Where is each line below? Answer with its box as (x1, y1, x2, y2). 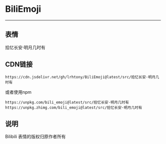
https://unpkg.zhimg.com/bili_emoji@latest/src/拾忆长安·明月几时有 (5, 105, 142, 110)
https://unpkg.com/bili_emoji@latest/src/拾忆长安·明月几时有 (5, 100, 129, 105)
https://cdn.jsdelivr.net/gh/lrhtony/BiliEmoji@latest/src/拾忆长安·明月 (5, 74, 156, 79)
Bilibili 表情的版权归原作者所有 (5, 134, 66, 140)
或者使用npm (5, 89, 32, 95)
